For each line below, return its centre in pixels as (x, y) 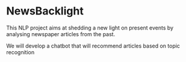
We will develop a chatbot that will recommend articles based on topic (93, 46)
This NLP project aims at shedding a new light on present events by (90, 28)
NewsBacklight (45, 11)
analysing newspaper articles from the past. (61, 34)
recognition (20, 52)
